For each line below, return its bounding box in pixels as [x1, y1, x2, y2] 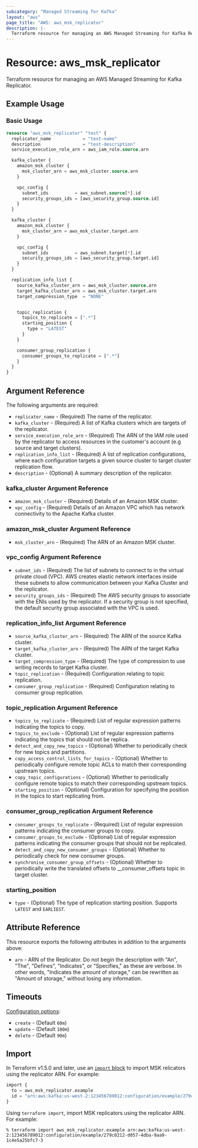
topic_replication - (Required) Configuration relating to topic [14, 670, 165, 677]
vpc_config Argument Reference [6, 553, 102, 562]
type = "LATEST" [27, 326, 67, 332]
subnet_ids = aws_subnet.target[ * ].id [21, 249, 141, 256]
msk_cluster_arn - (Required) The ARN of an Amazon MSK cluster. [14, 539, 176, 546]
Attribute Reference [6, 923, 81, 933]
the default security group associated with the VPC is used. [14, 604, 159, 611]
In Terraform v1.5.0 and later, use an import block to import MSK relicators [6, 1065, 186, 1072]
